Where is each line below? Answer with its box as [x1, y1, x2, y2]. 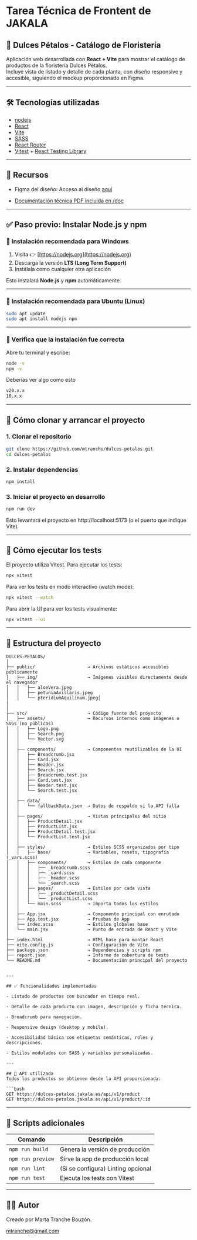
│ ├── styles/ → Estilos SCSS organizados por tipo [6, 844, 180, 851]
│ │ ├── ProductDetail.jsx [6, 819, 83, 825]
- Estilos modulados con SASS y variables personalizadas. [6, 1050, 154, 1056]
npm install [6, 478, 35, 485]
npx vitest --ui [6, 616, 46, 622]
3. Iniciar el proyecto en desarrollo [6, 492, 106, 501]
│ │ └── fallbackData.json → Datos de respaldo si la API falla [6, 803, 180, 809]
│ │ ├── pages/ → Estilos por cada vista [6, 885, 151, 892]
